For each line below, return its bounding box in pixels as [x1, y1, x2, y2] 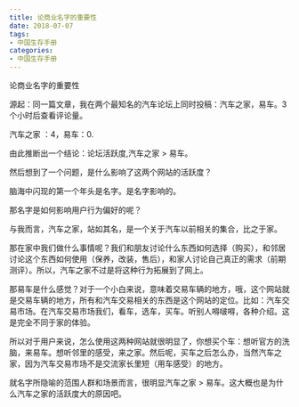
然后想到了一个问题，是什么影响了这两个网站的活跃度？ [9, 167, 212, 177]
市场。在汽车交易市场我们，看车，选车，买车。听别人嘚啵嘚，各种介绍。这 [16, 306, 290, 316]
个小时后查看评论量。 [9, 110, 87, 120]
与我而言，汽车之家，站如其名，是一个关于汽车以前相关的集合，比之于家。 [9, 224, 282, 234]
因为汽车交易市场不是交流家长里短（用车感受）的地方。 [24, 358, 228, 369]
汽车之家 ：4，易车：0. [9, 129, 94, 139]
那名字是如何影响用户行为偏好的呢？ [9, 205, 142, 215]
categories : [9, 46, 53, 55]
